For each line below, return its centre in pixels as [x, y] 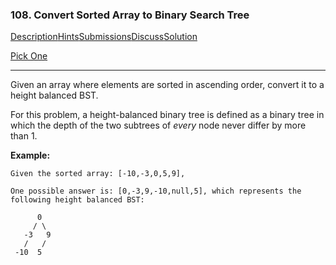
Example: [30, 155]
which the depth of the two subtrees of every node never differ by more [158, 125]
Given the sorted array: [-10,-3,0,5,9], [98, 174]
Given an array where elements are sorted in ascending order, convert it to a [167, 85]
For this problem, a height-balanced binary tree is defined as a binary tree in [167, 115]
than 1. [24, 136]
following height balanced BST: [77, 200]
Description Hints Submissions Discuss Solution [104, 37]
